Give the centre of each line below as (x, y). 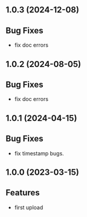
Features (23, 193)
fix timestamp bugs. (39, 153)
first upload (29, 207)
